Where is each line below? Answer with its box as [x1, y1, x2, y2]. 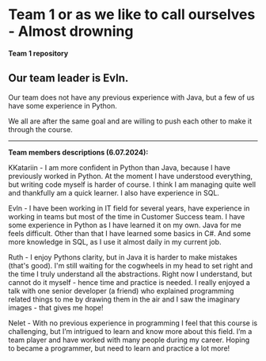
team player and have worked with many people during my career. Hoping [8, 335, 250, 344]
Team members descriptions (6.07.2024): [8, 147, 149, 157]
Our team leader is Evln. [8, 71, 129, 85]
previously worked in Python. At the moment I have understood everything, [8, 171, 253, 180]
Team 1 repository [8, 48, 69, 58]
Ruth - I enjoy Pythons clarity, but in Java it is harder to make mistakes [8, 252, 237, 262]
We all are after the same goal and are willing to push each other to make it [8, 116, 253, 126]
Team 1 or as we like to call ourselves [8, 6, 256, 24]
